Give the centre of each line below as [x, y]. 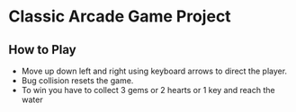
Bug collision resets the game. [77, 81]
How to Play [43, 50]
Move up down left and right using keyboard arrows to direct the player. [154, 71]
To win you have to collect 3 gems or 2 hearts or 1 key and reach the [148, 90]
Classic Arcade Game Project [120, 17]
